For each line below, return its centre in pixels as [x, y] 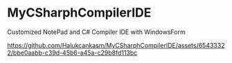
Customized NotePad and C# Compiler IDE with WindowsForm [96, 32]
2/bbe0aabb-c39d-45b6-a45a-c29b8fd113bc [72, 53]
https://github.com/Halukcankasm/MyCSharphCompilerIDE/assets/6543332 [116, 45]
